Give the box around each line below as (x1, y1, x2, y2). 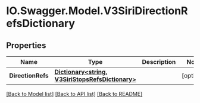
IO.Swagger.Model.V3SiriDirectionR (6, 4, 189, 18)
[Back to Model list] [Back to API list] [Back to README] (6, 91, 143, 97)
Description (142, 58, 176, 66)
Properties (6, 40, 46, 50)
